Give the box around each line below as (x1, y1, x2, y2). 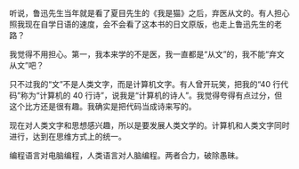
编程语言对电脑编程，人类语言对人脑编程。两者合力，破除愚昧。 (9, 150, 243, 160)
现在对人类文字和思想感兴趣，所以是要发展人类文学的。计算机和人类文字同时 (9, 120, 290, 131)
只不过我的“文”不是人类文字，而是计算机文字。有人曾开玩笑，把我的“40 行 (9, 79, 281, 89)
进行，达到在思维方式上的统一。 (9, 132, 126, 141)
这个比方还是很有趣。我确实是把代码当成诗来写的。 (9, 101, 197, 111)
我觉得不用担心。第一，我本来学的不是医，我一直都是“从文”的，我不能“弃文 (9, 49, 285, 60)
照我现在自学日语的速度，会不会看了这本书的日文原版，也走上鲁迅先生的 (9, 19, 274, 29)
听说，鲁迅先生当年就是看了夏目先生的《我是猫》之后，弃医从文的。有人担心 (9, 8, 290, 18)
